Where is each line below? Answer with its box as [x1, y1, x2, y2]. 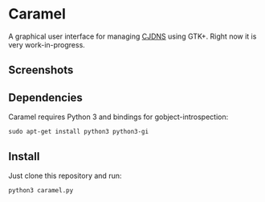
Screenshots [8, 64, 74, 77]
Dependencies [8, 90, 83, 105]
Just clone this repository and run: [8, 171, 122, 180]
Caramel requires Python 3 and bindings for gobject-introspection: [8, 112, 229, 122]
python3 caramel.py [8, 186, 74, 194]
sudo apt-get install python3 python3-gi [8, 128, 149, 136]
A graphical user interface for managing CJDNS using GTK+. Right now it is [8, 31, 257, 41]
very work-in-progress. [8, 39, 86, 49]
